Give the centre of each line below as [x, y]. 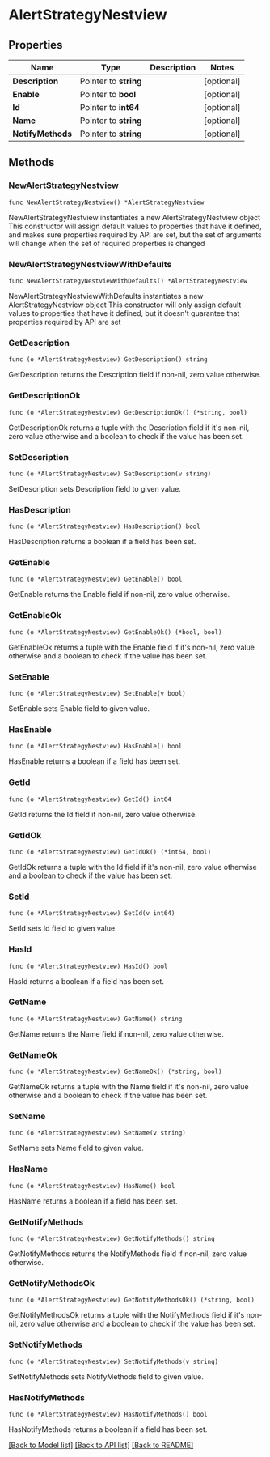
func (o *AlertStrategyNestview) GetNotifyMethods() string [112, 1239]
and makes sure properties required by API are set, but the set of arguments [135, 234]
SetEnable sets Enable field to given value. [79, 709]
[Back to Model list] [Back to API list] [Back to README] [101, 1445]
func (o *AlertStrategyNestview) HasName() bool [92, 1186]
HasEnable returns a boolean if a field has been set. [95, 761]
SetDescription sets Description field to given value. [95, 488]
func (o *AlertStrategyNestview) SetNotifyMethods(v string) [114, 1361]
